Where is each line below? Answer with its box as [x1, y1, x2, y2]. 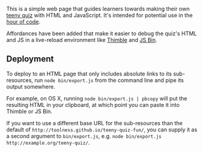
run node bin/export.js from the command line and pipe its [34, 76, 184, 84]
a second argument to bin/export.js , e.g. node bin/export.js [6, 132, 162, 139]
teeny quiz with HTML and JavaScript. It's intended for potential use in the [6, 12, 193, 19]
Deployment [6, 54, 54, 64]
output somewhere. [6, 83, 55, 90]
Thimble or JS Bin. [6, 108, 53, 115]
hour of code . [6, 18, 41, 25]
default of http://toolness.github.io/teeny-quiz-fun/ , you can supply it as [6, 126, 198, 133]
